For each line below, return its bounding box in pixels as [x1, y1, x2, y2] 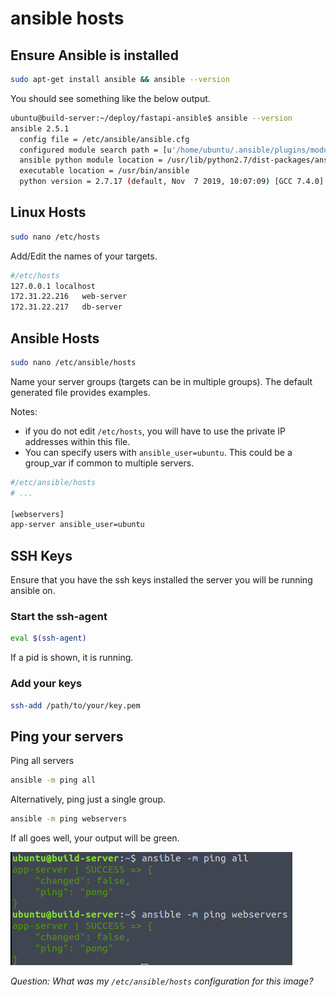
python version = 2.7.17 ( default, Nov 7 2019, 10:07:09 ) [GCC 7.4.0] [19, 177, 325, 187]
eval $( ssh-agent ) [10, 633, 87, 644]
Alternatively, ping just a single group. [10, 793, 167, 806]
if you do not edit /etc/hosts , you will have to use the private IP [24, 425, 286, 437]
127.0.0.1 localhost [10, 281, 97, 291]
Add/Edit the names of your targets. [10, 250, 158, 262]
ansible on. [10, 585, 56, 597]
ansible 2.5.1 [10, 123, 70, 134]
